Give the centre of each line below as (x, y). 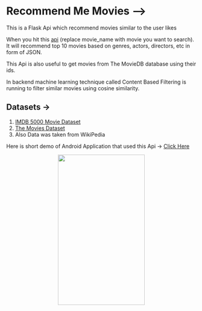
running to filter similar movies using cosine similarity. (73, 88)
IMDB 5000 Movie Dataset (48, 122)
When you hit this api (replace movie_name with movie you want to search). (100, 39)
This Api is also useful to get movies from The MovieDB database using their (101, 64)
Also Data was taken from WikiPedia (60, 134)
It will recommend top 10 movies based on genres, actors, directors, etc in (98, 46)
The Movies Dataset (40, 128)
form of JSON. (24, 52)
